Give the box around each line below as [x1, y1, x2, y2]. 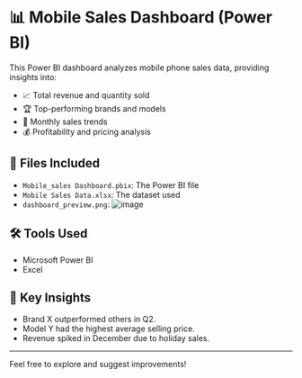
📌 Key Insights [9, 290, 92, 305]
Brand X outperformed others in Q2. [22, 314, 156, 325]
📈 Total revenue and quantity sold [22, 89, 150, 100]
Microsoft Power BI [22, 254, 93, 265]
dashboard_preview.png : [22, 199, 111, 210]
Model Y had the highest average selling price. [22, 323, 195, 334]
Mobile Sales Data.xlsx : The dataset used [22, 189, 182, 200]
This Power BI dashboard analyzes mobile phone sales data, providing [9, 62, 270, 73]
